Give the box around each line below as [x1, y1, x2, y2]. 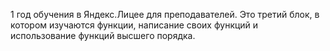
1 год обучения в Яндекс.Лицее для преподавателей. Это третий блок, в [10, 9, 320, 20]
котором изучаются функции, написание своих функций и [10, 19, 259, 31]
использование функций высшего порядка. [10, 30, 196, 41]
